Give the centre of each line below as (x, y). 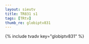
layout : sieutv (20, 9)
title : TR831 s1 (21, 14)
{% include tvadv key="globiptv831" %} (45, 36)
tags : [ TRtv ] (18, 18)
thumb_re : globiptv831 (28, 23)
